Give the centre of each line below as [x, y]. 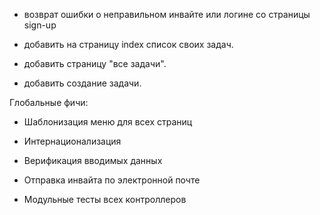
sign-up [40, 25]
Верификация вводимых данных [93, 160]
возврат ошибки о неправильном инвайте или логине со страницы [167, 14]
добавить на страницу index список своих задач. [128, 44]
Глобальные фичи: [49, 102]
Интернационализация [72, 141]
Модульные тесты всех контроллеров [105, 199]
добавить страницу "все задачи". [95, 63]
